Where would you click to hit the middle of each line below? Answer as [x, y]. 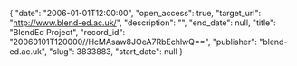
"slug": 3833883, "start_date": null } [116, 52]
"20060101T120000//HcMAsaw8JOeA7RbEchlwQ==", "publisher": [134, 42]
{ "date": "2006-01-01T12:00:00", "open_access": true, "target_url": [135, 13]
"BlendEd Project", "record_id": [67, 32]
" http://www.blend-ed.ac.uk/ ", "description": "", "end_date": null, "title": [143, 23]
